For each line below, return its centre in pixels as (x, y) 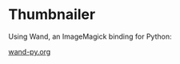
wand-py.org (30, 51)
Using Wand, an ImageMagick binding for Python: (90, 36)
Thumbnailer (52, 15)
